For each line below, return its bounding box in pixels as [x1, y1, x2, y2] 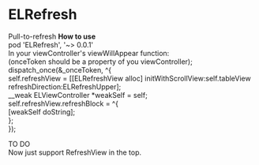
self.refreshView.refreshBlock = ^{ [8, 99, 118, 108]
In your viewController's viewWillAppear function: [8, 48, 170, 58]
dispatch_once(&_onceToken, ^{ [8, 65, 112, 74]
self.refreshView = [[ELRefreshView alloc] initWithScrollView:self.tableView [8, 73, 251, 83]
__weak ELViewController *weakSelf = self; [8, 90, 148, 99]
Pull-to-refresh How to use [8, 32, 96, 41]
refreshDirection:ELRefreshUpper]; [8, 81, 122, 92]
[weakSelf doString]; [8, 107, 76, 116]
